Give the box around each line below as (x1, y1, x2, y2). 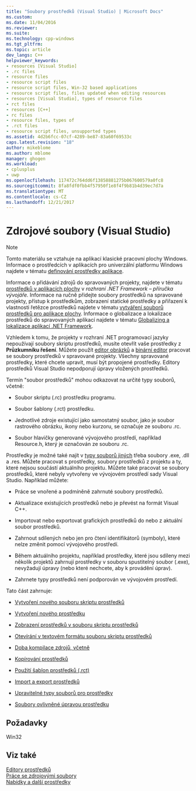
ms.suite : (6, 30, 30, 36)
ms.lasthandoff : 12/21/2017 (6, 199, 75, 205)
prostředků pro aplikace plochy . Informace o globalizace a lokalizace (6, 310, 172, 317)
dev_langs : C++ (6, 52, 43, 58)
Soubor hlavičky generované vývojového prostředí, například (14, 434, 161, 441)
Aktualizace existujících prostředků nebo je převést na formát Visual (14, 499, 178, 507)
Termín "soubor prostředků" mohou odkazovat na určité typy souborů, (6, 376, 176, 384)
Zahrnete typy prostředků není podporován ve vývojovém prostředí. (14, 576, 178, 583)
